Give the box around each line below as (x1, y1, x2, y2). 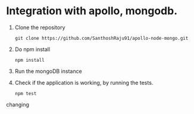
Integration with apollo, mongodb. (6, 4, 177, 18)
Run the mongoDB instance (14, 67, 82, 75)
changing (6, 101, 30, 108)
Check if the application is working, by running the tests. (14, 79, 154, 86)
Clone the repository (14, 24, 65, 31)
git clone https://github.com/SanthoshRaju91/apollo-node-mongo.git (14, 35, 189, 41)
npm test (14, 90, 37, 96)
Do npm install (14, 46, 51, 53)
